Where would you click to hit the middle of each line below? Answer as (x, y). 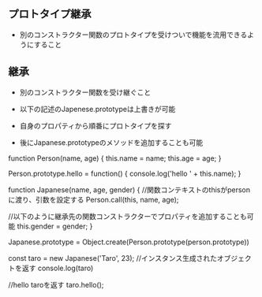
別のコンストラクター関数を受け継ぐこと (85, 92)
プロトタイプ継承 (50, 14)
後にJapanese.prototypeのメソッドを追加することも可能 (111, 142)
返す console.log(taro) (58, 268)
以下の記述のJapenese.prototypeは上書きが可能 (97, 109)
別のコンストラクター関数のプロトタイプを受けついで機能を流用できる (133, 35)
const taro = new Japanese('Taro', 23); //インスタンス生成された (113, 258)
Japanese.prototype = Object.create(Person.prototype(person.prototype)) (129, 242)
